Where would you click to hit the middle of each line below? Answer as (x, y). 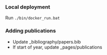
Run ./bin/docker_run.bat (33, 18)
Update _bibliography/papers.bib (47, 41)
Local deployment (28, 7)
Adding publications (31, 31)
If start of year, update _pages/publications (57, 47)
